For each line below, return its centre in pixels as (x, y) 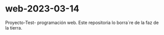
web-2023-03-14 (42, 9)
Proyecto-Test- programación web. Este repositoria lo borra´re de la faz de (82, 22)
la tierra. (14, 27)
